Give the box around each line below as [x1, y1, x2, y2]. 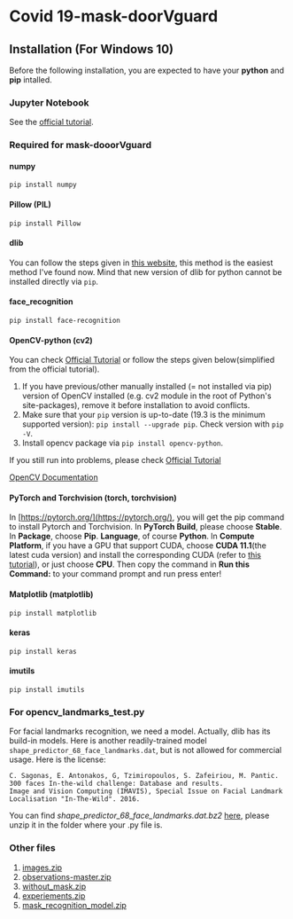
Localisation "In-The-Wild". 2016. [9, 795, 141, 804]
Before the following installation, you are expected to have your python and [9, 65, 285, 75]
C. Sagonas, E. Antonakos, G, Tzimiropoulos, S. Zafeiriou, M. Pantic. [9, 772, 279, 781]
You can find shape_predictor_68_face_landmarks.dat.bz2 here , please [9, 810, 270, 821]
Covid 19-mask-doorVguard [9, 6, 219, 27]
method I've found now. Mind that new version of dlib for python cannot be [9, 266, 282, 277]
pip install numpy [9, 180, 77, 190]
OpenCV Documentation [9, 472, 99, 483]
